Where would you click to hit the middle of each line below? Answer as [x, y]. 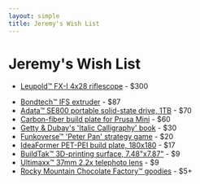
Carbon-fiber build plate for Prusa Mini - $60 [95, 120]
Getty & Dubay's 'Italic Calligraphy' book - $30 [98, 128]
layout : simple [34, 16]
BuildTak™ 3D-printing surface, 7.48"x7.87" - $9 [100, 154]
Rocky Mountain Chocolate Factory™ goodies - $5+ [106, 171]
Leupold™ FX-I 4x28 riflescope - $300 [84, 86]
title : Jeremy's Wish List [54, 24]
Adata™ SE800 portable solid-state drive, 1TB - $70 [106, 111]
